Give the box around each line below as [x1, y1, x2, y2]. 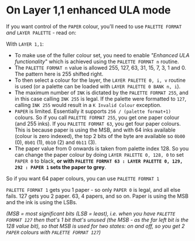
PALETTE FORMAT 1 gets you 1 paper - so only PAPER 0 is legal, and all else [6, 186, 180, 193]
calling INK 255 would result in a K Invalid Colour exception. [14, 101, 162, 108]
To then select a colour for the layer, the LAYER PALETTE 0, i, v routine [14, 77, 186, 84]
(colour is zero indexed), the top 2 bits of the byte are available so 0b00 [14, 132, 186, 139]
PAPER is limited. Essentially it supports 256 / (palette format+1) [14, 108, 172, 115]
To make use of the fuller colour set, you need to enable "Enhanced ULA [14, 51, 190, 58]
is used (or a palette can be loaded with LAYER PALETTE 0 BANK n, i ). [14, 82, 181, 89]
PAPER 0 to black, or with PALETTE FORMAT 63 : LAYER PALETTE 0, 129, [14, 157, 183, 164]
